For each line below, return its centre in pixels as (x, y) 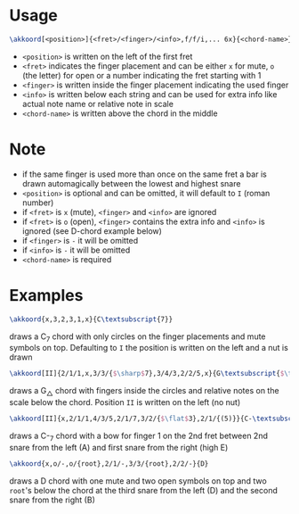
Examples (46, 295)
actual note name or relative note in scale (97, 104)
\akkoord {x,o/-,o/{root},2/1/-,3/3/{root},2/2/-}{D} (109, 464)
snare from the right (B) (52, 500)
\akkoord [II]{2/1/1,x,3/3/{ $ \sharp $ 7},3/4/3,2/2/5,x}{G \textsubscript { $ (147, 374)
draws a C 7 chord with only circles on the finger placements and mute (137, 337)
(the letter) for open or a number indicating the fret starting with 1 (141, 75)
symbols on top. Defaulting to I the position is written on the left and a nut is (149, 348)
